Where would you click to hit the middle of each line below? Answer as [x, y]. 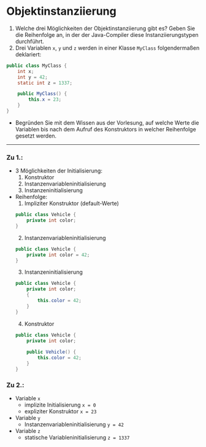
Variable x [28, 398]
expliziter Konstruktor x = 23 [60, 411]
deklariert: [28, 54]
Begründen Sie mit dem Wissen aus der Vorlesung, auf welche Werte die [107, 122]
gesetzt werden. [36, 136]
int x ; [26, 71]
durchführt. [29, 41]
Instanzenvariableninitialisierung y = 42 [74, 424]
